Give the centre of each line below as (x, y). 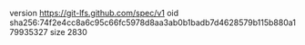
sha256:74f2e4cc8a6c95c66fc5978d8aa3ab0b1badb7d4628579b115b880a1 (152, 22)
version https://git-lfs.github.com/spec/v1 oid (94, 13)
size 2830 (69, 32)
